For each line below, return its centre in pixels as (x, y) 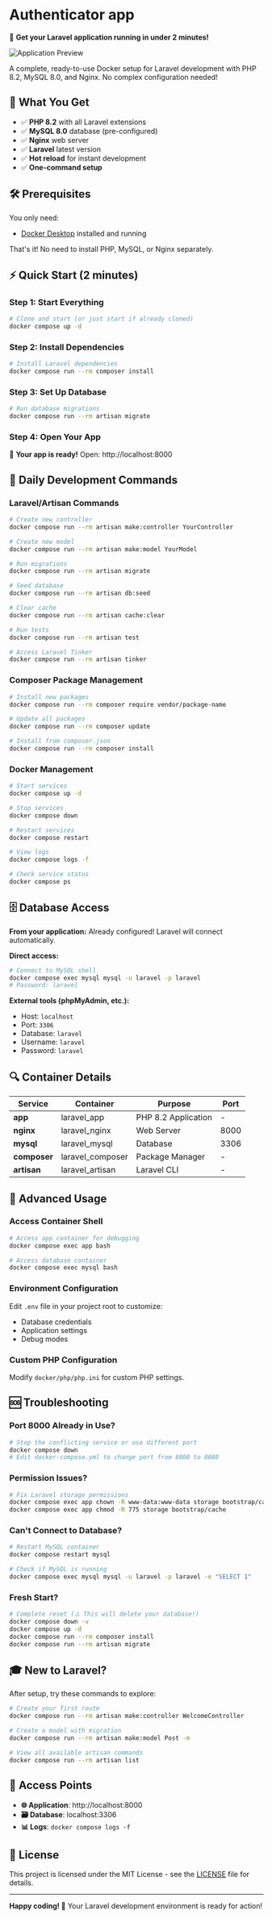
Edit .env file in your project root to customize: (86, 1306)
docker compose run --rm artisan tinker (78, 659)
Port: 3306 (37, 1025)
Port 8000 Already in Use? (63, 1426)
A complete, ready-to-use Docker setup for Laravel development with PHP (133, 68)
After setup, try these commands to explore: (83, 1694)
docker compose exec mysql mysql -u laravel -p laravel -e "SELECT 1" (130, 1577)
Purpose (174, 1104)
